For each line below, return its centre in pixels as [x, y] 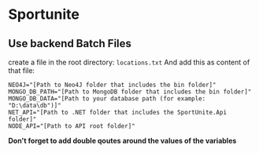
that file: [22, 71]
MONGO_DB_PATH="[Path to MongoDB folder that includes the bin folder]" [130, 92]
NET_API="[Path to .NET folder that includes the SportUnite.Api [117, 112]
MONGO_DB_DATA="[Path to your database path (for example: [107, 99]
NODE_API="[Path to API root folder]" [72, 126]
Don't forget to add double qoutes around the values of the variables [122, 140]
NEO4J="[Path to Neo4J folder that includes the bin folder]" [112, 85]
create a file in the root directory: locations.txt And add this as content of [129, 62]
